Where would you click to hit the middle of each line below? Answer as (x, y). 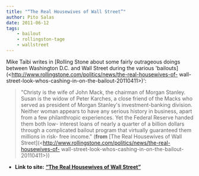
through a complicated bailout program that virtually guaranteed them (106, 130)
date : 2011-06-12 (28, 23)
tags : (13, 28)
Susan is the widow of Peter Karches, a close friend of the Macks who (107, 98)
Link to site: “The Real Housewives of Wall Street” (78, 166)
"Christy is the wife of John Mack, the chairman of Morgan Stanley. (103, 92)
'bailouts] (167, 68)
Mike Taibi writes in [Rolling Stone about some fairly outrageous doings (93, 62)
